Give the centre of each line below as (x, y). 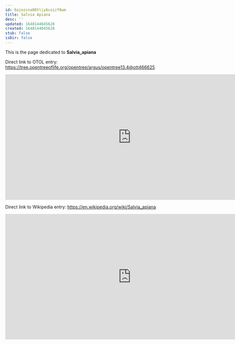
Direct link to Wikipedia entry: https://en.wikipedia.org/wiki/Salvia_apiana (81, 207)
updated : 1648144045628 (30, 24)
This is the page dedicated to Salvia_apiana (51, 52)
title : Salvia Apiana (28, 15)
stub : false (18, 33)
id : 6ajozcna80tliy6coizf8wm (36, 10)
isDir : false (19, 38)
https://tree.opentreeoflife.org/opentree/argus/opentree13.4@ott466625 (80, 67)
